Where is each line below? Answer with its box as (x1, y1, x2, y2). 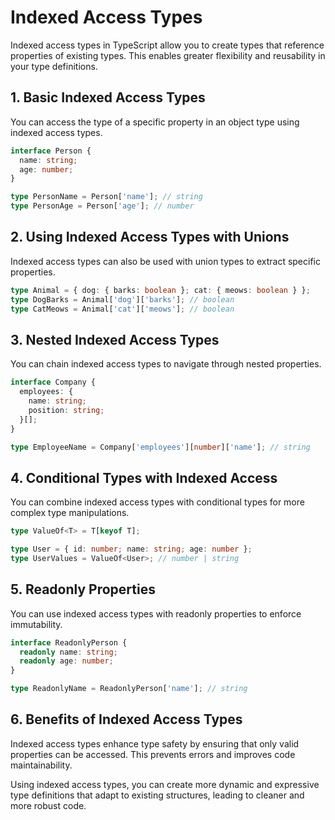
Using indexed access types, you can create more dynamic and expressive (10, 778, 320, 790)
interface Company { (10, 377, 97, 388)
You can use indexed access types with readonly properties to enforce (10, 607, 302, 620)
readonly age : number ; (19, 656, 114, 666)
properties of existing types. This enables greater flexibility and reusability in (10, 49, 326, 61)
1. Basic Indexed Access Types (10, 89, 206, 106)
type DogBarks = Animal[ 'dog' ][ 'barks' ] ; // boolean (10, 294, 235, 305)
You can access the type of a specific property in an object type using (10, 116, 300, 128)
